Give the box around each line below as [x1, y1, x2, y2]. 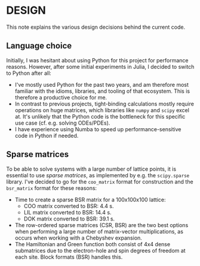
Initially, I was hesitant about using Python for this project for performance [6, 56, 189, 64]
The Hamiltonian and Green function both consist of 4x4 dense [14, 240, 171, 247]
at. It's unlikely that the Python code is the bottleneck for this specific [14, 113, 186, 120]
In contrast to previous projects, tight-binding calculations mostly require [14, 100, 194, 107]
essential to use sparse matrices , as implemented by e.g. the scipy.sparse [6, 171, 190, 179]
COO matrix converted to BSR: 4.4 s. [23, 202, 114, 210]
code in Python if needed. [14, 132, 79, 139]
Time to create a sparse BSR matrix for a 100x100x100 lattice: [14, 196, 166, 203]
